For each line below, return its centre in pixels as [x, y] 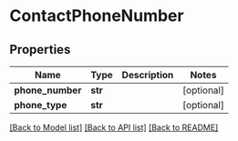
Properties [40, 50]
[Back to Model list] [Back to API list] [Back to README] [114, 127]
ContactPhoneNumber [97, 16]
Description [148, 75]
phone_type [41, 105]
